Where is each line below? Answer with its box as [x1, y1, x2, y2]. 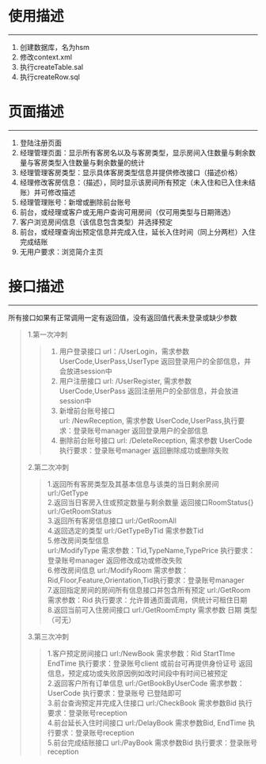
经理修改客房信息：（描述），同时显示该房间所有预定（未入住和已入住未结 [19, 178, 256, 187]
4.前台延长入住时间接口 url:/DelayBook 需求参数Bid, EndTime [47, 718, 247, 728]
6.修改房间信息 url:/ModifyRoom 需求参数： [47, 565, 188, 575]
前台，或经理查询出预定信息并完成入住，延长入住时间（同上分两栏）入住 [19, 227, 256, 236]
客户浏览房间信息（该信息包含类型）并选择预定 [19, 217, 173, 227]
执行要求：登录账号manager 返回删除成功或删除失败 [59, 445, 230, 455]
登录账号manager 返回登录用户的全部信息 [73, 426, 208, 435]
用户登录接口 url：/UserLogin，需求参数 [59, 346, 190, 356]
